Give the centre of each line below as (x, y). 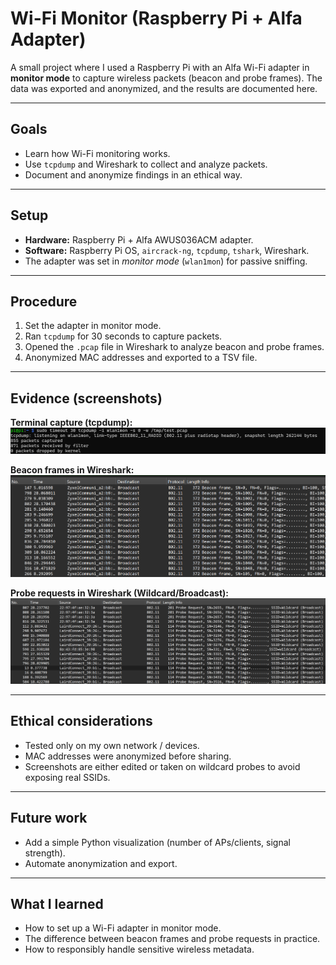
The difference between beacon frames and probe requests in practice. (172, 939)
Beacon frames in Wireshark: (72, 469)
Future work (49, 818)
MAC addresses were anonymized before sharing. (128, 756)
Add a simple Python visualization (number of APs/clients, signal (157, 842)
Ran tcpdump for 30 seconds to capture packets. (123, 336)
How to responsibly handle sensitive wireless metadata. (139, 949)
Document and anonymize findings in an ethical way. (133, 174)
